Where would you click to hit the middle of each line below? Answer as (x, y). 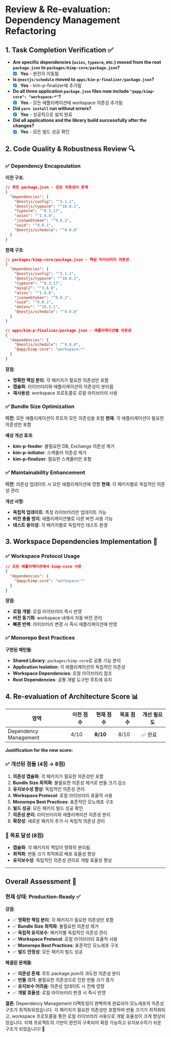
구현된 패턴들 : (19, 650)
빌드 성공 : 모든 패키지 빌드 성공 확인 (48, 808)
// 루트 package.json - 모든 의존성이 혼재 (47, 187)
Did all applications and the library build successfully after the (80, 120)
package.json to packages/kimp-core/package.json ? (66, 68)
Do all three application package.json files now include (71, 91)
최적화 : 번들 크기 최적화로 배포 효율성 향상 (54, 854)
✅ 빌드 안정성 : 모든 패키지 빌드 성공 (48, 952)
